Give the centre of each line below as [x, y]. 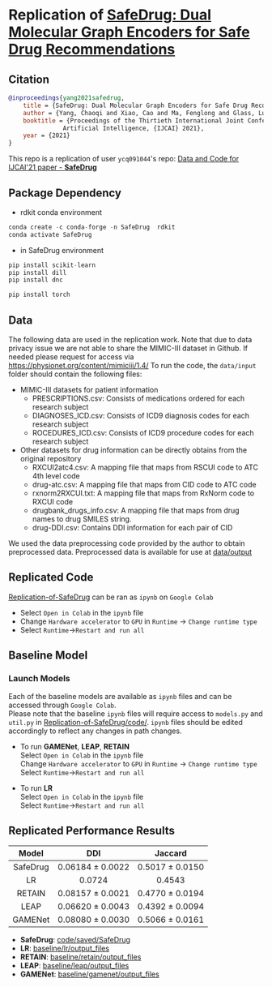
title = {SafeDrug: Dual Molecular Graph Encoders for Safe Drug [136, 105]
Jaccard [171, 853]
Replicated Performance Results [92, 830]
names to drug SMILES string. [82, 519]
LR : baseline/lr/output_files [65, 948]
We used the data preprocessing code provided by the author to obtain [127, 543]
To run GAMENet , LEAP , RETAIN [74, 746]
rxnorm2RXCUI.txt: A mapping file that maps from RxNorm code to [143, 493]
